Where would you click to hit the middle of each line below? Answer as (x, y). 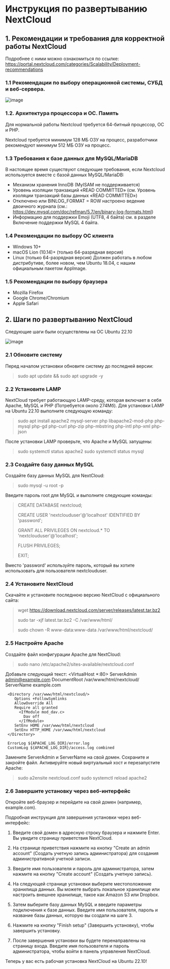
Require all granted (36, 708)
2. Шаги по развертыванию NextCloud (69, 320)
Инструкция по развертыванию (76, 9)
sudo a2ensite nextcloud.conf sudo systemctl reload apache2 (82, 778)
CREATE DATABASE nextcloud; (50, 505)
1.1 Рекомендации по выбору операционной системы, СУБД (84, 82)
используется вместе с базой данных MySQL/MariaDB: (65, 175)
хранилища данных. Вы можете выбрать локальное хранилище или (86, 890)
